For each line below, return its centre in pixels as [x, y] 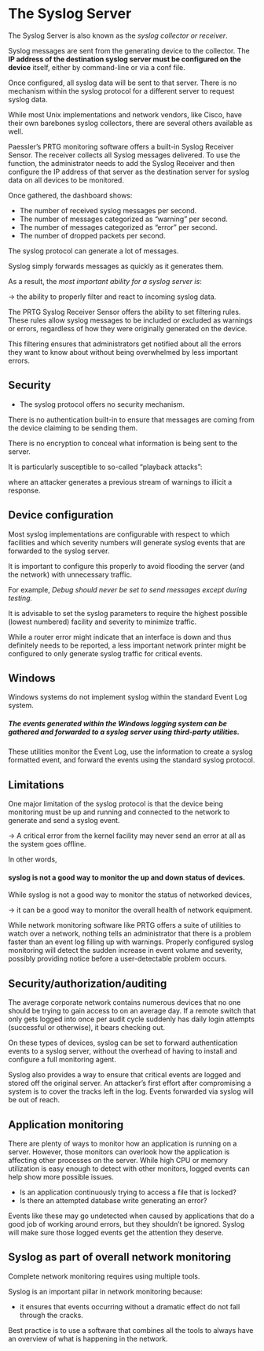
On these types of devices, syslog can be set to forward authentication [123, 1043]
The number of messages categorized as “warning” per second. [123, 219]
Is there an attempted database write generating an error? [113, 1200]
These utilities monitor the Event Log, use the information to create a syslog [130, 751]
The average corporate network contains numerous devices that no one [125, 1002]
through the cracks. [51, 1315]
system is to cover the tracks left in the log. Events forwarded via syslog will [131, 1091]
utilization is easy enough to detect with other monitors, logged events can [129, 1168]
